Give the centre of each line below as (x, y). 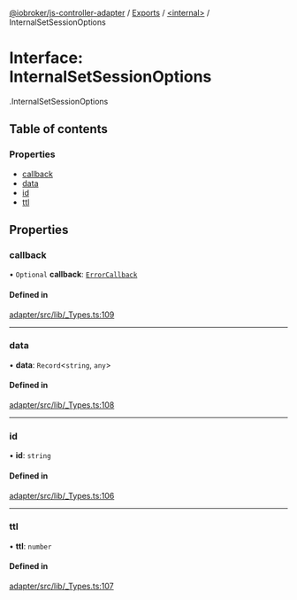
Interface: (46, 58)
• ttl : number (30, 546)
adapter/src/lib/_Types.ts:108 (62, 405)
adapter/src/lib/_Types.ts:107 (62, 586)
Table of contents (58, 129)
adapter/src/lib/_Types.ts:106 (62, 495)
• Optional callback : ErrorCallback (73, 275)
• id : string (30, 456)
